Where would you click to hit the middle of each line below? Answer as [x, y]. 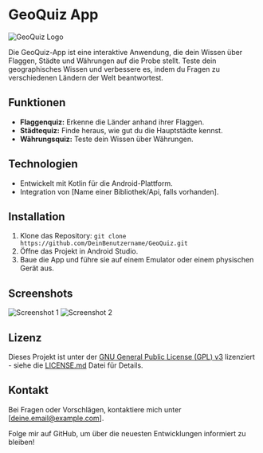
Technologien [43, 164]
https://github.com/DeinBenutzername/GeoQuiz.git [104, 244]
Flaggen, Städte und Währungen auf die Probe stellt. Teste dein [112, 61]
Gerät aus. [37, 268]
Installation [37, 217]
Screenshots [41, 293]
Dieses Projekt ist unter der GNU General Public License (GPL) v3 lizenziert [131, 357]
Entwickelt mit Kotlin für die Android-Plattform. [96, 183]
